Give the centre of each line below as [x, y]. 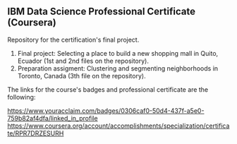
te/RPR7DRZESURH [36, 133]
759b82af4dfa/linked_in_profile [53, 118]
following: [22, 97]
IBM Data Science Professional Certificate [102, 12]
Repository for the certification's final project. [73, 40]
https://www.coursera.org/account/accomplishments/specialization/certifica [119, 126]
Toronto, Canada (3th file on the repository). [81, 76]
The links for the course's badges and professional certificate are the [108, 89]
